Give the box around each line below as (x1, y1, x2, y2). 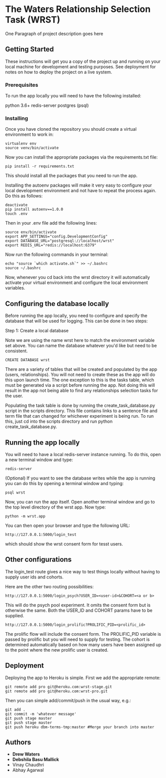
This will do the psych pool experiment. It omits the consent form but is (5, 602, 151, 608)
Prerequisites (5, 81, 38, 88)
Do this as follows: (5, 193, 43, 199)
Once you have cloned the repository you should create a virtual (5, 126, 137, 132)
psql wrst (5, 490, 26, 495)
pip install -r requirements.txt (5, 164, 75, 169)
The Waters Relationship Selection (5, 3, 151, 15)
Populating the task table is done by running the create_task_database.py (5, 403, 155, 409)
